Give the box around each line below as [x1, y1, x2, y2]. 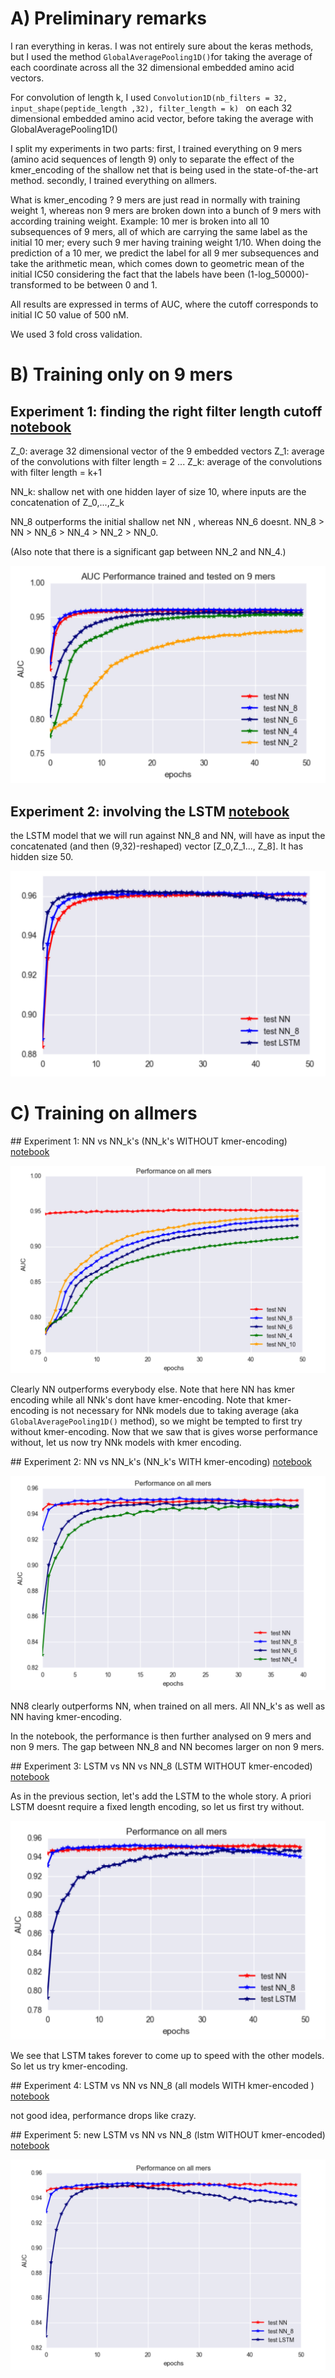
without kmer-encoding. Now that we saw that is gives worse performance [10, 1426, 318, 1438]
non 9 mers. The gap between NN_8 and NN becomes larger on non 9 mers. [10, 1741, 325, 1753]
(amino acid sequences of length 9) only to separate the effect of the [10, 153, 295, 165]
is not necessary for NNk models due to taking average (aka [51, 1405, 300, 1417]
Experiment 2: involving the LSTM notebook [10, 803, 290, 820]
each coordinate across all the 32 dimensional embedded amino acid [10, 61, 295, 73]
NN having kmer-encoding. [10, 1711, 122, 1723]
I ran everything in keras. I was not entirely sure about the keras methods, [10, 40, 314, 52]
